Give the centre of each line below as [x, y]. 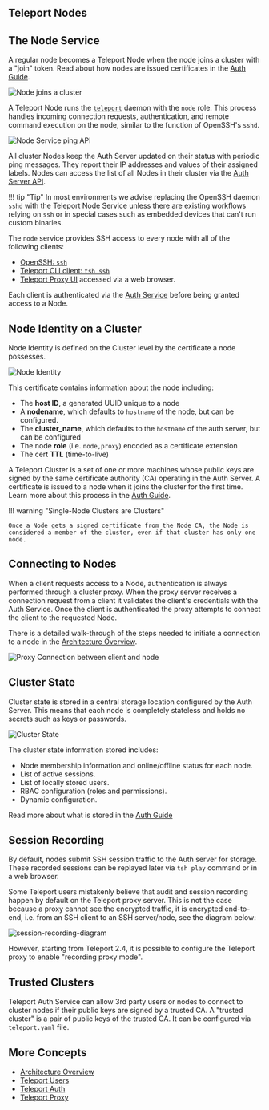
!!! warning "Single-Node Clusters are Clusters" [86, 511]
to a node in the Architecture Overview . [73, 642]
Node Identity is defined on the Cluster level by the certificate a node [122, 348]
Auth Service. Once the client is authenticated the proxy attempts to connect [134, 609]
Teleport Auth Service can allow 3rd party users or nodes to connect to [126, 1002]
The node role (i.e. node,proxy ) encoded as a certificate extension [128, 446]
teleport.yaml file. [39, 1027]
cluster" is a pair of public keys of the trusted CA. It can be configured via [130, 1019]
